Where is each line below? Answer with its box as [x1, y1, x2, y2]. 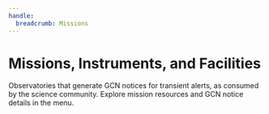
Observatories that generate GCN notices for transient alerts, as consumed [8, 81, 259, 91]
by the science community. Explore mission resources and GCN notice [8, 90, 244, 99]
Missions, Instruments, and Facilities [8, 54, 262, 73]
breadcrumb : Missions [15, 19, 89, 27]
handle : [8, 11, 35, 20]
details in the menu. [8, 98, 75, 108]
